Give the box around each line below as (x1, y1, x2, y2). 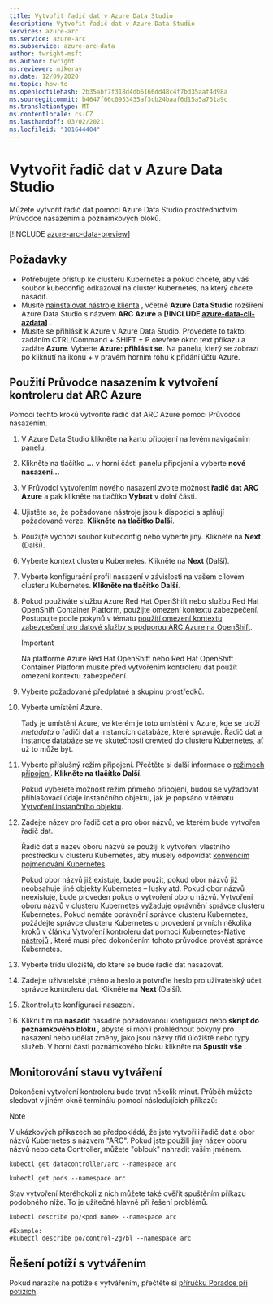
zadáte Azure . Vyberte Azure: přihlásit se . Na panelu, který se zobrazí (20, 343, 259, 353)
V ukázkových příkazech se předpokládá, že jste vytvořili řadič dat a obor (9, 1127, 255, 1137)
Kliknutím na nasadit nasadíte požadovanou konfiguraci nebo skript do (20, 1016, 259, 1026)
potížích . (9, 1286, 39, 1296)
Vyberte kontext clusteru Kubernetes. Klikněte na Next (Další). (20, 556, 230, 566)
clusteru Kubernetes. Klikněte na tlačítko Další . (20, 581, 181, 591)
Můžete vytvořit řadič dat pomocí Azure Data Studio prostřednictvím (9, 204, 238, 214)
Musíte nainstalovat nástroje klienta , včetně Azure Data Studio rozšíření (20, 300, 264, 310)
